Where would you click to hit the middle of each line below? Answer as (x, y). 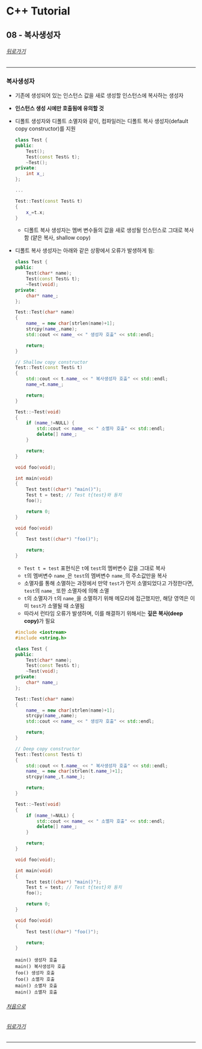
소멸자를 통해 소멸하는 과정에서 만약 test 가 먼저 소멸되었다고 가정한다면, (109, 583)
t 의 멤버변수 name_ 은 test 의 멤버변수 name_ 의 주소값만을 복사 (95, 576)
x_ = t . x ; (35, 212)
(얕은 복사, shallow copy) (61, 238)
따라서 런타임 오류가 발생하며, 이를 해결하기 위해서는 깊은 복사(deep (103, 613)
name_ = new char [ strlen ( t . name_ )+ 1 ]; (75, 771)
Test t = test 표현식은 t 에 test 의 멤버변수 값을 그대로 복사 (95, 568)
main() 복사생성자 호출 (40, 967)
